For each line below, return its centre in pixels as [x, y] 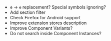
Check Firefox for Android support [45, 18]
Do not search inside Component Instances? [55, 33]
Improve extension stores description [48, 23]
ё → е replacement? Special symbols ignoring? [58, 7]
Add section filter [28, 12]
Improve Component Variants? [41, 28]
